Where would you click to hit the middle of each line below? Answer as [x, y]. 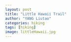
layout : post [18, 9]
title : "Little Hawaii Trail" [36, 14]
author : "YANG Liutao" [28, 18]
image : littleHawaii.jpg [30, 32]
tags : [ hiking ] [21, 28]
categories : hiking [25, 23]
